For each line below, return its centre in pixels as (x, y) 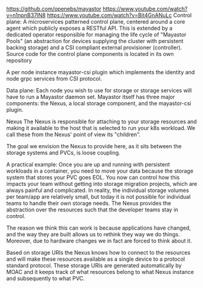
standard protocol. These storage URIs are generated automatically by (94, 266)
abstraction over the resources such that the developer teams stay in (92, 210)
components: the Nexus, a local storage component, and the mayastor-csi (99, 103)
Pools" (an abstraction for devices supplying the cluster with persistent (95, 41)
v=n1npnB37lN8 (26, 15)
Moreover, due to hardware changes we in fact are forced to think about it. (99, 241)
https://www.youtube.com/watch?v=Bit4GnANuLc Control (119, 15)
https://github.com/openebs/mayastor (54, 9)
